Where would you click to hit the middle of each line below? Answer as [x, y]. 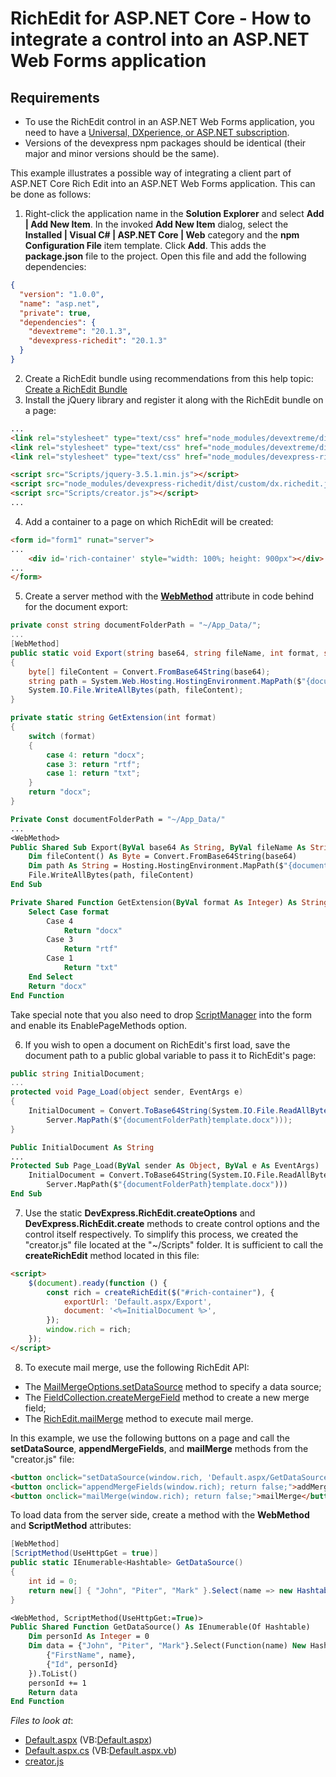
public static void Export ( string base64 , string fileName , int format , [165, 653]
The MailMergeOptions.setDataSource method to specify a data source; [173, 1386]
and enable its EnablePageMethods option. [98, 1025]
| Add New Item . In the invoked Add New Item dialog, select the [156, 224]
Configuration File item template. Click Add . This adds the [145, 245]
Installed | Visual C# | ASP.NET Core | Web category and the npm [162, 235]
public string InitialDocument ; [77, 1073]
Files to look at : [42, 1721]
